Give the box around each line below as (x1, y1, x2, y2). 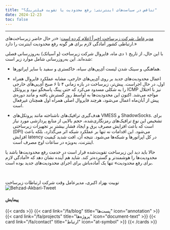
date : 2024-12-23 (5, 12, 42, 17)
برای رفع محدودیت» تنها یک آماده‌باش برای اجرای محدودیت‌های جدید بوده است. (5, 160, 153, 166)
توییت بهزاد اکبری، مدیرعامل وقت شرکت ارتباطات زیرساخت (5, 179, 119, 185)
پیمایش (5, 196, 19, 203)
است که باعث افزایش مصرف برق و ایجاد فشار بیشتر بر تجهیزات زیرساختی (12, 123, 154, 129)
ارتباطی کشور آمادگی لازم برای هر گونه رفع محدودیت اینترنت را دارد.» (5, 41, 137, 47)
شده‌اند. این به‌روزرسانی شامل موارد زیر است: (5, 56, 93, 62)
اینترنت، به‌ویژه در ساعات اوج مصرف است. (12, 139, 95, 145)
